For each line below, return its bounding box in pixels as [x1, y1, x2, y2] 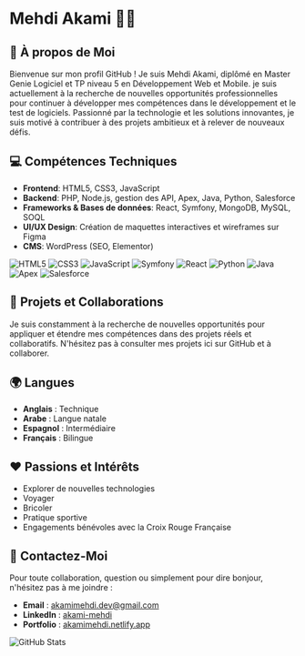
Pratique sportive [22, 512, 88, 523]
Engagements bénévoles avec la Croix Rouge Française [22, 522, 232, 533]
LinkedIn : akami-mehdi [22, 610, 112, 621]
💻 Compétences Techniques [9, 154, 178, 169]
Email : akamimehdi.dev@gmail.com [22, 600, 159, 611]
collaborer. [9, 348, 50, 358]
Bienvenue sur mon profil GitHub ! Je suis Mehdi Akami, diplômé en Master [9, 68, 291, 79]
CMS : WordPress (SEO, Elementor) [22, 240, 154, 251]
